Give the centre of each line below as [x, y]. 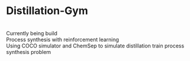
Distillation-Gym [47, 11]
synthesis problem [29, 52]
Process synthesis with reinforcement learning [63, 39]
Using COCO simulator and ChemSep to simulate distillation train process [95, 46]
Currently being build [32, 33]
